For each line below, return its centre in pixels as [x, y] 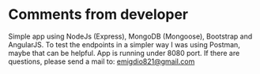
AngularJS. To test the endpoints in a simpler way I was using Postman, [124, 44]
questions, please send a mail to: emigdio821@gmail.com [102, 61]
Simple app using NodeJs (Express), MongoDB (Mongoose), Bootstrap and [130, 36]
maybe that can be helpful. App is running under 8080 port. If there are [124, 53]
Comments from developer [98, 15]
